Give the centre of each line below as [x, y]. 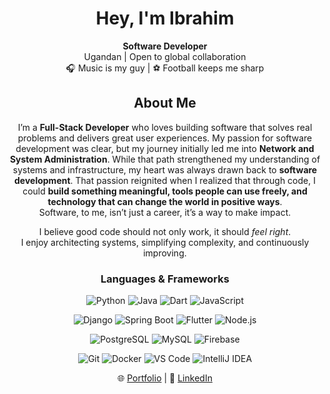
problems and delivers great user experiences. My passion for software [165, 138]
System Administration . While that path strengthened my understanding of [165, 159]
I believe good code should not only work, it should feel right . [165, 231]
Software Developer [165, 46]
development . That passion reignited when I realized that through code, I [165, 180]
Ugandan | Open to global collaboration [165, 56]
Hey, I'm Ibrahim [165, 18]
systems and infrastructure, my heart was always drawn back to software [165, 169]
